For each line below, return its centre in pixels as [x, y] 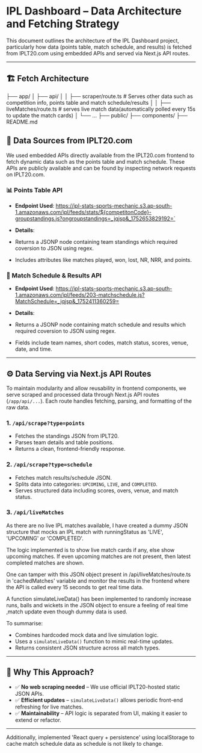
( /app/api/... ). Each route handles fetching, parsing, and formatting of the [99, 401]
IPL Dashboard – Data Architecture [94, 11]
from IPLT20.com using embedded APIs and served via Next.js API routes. [98, 53]
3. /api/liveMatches [35, 512]
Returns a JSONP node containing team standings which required [96, 241]
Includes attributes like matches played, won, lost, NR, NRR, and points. [103, 259]
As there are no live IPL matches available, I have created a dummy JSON [97, 525]
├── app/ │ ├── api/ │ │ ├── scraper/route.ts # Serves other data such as [100, 96]
